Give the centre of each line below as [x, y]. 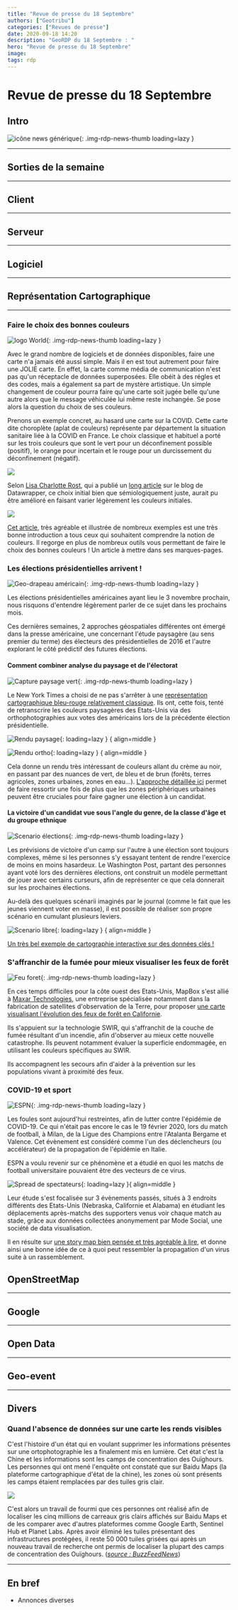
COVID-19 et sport [39, 1090]
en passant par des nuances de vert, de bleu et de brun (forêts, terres [109, 773]
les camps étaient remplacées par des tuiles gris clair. [86, 1482]
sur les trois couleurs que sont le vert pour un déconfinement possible [110, 443]
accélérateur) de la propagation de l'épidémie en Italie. [87, 1149]
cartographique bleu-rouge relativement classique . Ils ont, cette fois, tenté [116, 702]
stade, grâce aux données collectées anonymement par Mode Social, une [115, 1220]
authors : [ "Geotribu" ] [41, 21]
